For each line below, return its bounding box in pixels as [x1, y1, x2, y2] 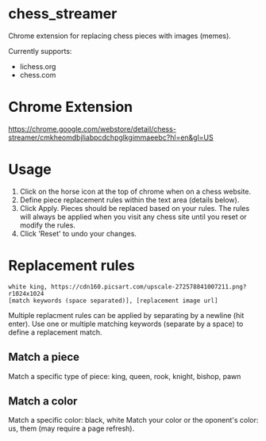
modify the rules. [19, 220, 75, 230]
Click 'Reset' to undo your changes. [19, 228, 137, 238]
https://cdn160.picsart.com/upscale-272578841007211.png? [50, 282, 247, 290]
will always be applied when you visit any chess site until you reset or [19, 212, 248, 221]
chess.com [19, 70, 56, 79]
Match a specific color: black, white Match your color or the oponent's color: [8, 416, 259, 425]
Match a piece [8, 351, 80, 364]
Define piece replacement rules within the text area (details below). [19, 195, 240, 205]
